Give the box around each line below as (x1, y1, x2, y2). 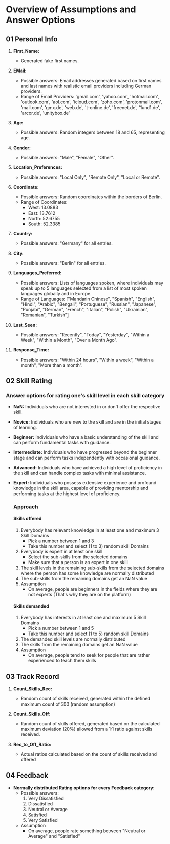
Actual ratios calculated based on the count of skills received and (20, 751, 157, 757)
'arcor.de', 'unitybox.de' (20, 110, 70, 116)
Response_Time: (13, 347, 50, 353)
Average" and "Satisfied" (28, 833, 80, 839)
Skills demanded (13, 603, 50, 609)
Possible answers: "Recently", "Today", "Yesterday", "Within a (20, 332, 150, 338)
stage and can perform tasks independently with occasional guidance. (13, 454, 160, 461)
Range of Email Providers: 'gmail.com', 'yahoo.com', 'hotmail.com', (20, 94, 159, 99)
